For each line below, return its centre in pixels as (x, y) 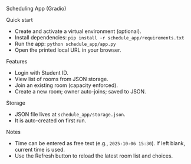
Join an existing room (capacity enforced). (66, 85)
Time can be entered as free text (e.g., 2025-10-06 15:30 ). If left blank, (100, 143)
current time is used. (40, 150)
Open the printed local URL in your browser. (68, 50)
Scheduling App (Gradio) (36, 9)
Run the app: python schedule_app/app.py (65, 44)
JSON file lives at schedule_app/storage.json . (70, 114)
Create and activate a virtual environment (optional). (78, 31)
